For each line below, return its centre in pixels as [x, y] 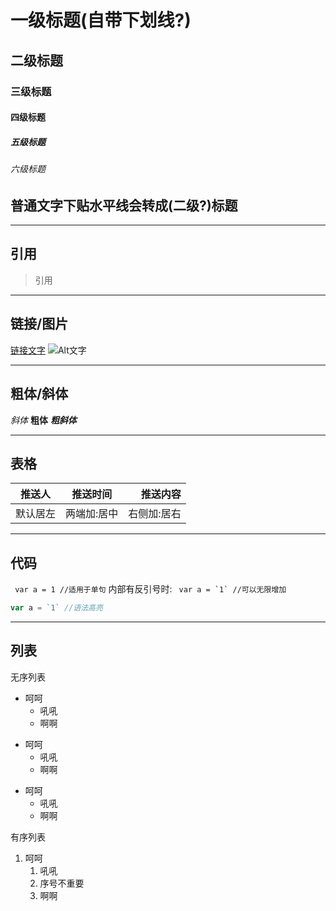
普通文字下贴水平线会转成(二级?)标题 [124, 205]
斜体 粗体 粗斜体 [43, 420]
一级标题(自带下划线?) [101, 20]
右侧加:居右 [155, 514]
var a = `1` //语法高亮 [56, 608]
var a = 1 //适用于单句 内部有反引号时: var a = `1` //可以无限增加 [150, 589]
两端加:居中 [92, 514]
